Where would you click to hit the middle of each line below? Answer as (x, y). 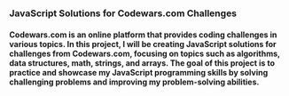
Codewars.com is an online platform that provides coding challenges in (143, 35)
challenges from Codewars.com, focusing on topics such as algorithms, (145, 53)
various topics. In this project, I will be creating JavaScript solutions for (143, 44)
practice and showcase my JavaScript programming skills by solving (139, 72)
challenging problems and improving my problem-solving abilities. (134, 82)
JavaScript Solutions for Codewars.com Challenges (123, 13)
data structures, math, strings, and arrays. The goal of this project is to (142, 63)
